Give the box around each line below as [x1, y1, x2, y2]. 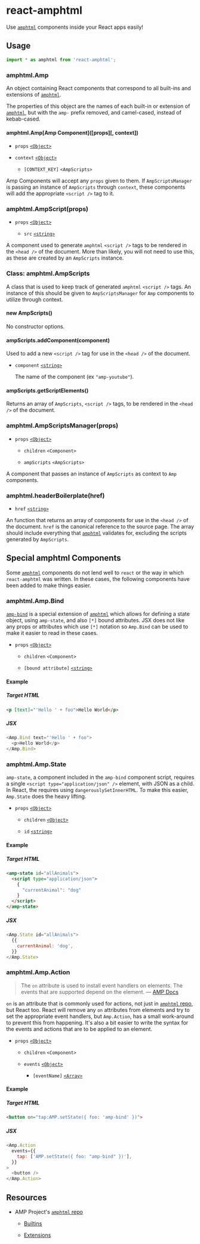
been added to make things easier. [6, 582, 91, 589]
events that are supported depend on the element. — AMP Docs [20, 988, 179, 995]
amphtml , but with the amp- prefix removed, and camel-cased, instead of [6, 109, 182, 116]
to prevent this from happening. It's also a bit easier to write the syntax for [6, 1019, 189, 1026]
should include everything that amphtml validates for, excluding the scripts [6, 529, 187, 537]
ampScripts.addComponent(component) [6, 336, 110, 344]
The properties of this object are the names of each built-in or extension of [6, 103, 190, 110]
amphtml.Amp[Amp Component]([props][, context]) [6, 129, 139, 136]
